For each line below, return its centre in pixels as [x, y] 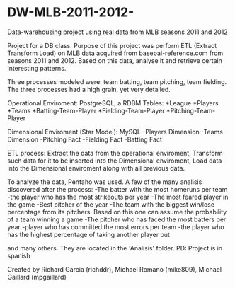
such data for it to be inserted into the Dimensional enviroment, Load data [115, 161]
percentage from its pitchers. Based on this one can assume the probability [117, 212]
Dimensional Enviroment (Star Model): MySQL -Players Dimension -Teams [115, 132]
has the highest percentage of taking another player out [88, 234]
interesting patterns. [37, 68]
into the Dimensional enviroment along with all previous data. [96, 168]
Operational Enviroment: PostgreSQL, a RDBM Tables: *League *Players [113, 103]
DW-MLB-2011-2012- [71, 12]
